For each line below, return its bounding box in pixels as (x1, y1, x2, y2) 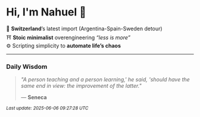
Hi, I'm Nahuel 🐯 (6, 5, 86, 19)
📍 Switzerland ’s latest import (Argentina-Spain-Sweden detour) (6, 25, 162, 32)
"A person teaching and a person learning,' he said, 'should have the (20, 76, 190, 83)
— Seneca (20, 94, 47, 101)
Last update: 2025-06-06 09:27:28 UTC (6, 105, 89, 112)
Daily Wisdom (6, 62, 48, 71)
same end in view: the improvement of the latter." (20, 83, 142, 90)
